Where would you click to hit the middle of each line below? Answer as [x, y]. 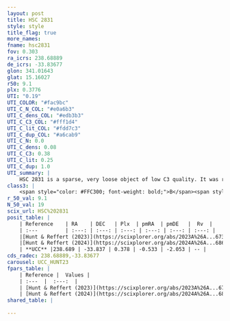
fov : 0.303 [23, 52]
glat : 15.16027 [29, 77]
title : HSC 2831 [30, 20]
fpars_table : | [29, 268]
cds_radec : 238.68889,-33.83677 [53, 256]
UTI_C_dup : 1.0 [29, 166]
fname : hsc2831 [29, 45]
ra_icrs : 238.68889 [35, 58]
